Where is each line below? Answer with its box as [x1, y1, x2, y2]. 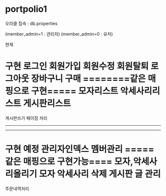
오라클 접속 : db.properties [5, 20, 58, 26]
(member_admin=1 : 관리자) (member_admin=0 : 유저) [5, 31, 113, 37]
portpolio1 [5, 3, 47, 15]
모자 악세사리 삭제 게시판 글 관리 [39, 168, 161, 180]
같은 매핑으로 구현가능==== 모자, [5, 156, 133, 167]
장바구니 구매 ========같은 [31, 73, 146, 85]
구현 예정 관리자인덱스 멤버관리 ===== [5, 144, 155, 155]
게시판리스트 [23, 98, 71, 109]
